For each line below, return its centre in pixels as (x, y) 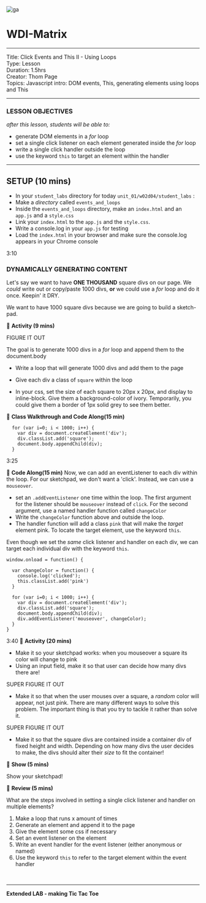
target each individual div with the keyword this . (68, 548)
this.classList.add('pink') (53, 582)
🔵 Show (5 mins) (28, 764)
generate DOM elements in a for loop (62, 136)
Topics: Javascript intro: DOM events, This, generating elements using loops (103, 83)
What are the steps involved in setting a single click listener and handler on (101, 800)
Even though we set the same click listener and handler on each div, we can (102, 542)
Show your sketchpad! (35, 777)
